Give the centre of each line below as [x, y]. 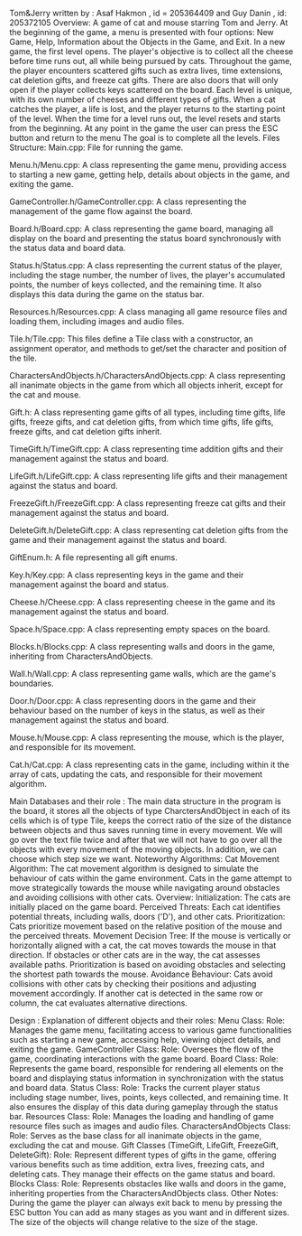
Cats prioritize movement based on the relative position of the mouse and [146, 926]
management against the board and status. [89, 585]
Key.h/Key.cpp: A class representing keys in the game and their [127, 575]
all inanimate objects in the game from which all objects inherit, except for [146, 385]
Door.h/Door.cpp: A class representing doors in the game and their [133, 701]
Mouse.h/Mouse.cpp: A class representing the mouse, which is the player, [147, 737]
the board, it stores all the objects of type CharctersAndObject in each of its [150, 811]
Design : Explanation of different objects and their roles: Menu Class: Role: [147, 1021]
